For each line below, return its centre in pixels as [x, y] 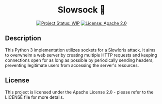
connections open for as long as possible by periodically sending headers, [80, 60]
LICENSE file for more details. [34, 97]
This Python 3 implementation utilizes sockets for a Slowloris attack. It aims [80, 50]
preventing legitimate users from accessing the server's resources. [72, 65]
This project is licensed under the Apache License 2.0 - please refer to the [79, 92]
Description [23, 38]
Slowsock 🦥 [81, 10]
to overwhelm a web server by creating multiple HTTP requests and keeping [81, 55]
